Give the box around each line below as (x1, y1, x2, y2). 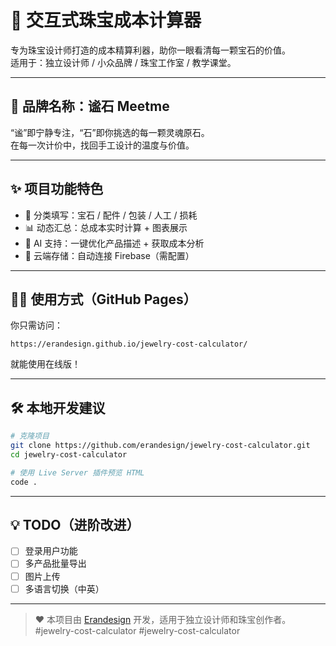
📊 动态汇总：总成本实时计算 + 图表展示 (24, 221, 188, 233)
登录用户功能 (24, 545, 78, 557)
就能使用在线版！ (10, 358, 81, 370)
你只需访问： (10, 319, 63, 331)
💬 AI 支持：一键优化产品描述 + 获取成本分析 (24, 237, 205, 249)
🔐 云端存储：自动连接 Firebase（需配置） (24, 249, 195, 261)
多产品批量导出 (24, 557, 87, 570)
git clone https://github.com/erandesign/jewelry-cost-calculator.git (10, 441, 311, 451)
